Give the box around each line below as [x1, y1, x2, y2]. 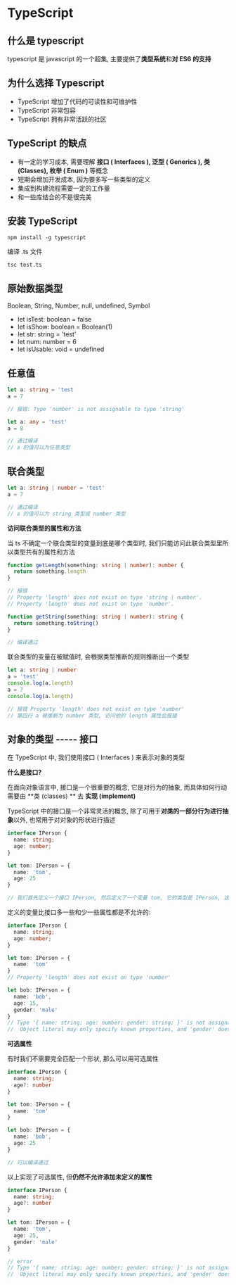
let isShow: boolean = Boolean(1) [17, 322, 113, 331]
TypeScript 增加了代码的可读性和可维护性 [17, 97, 138, 106]
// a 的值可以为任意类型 [7, 444, 70, 451]
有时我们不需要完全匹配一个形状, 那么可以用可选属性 [7, 1054, 159, 1063]
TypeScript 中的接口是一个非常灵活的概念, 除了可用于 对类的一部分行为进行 [7, 807, 223, 816]
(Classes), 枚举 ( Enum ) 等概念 [17, 166, 109, 175]
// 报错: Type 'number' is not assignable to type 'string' [7, 405, 185, 412]
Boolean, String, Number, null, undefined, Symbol [7, 301, 150, 310]
